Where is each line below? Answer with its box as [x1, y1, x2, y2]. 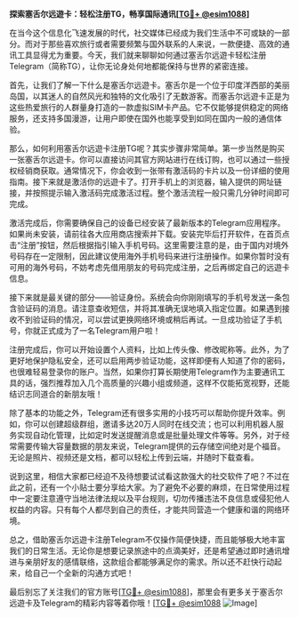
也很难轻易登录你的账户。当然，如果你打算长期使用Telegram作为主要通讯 [9, 366, 278, 377]
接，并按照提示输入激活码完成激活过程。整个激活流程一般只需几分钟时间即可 [9, 188, 290, 198]
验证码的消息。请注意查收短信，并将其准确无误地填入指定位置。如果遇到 [16, 303, 282, 314]
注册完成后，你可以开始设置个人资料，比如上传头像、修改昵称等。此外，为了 [9, 344, 290, 355]
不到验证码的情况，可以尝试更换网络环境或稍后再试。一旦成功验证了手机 [16, 315, 282, 325]
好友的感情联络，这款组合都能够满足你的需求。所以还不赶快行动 [39, 557, 274, 567]
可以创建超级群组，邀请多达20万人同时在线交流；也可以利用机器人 [32, 419, 277, 429]
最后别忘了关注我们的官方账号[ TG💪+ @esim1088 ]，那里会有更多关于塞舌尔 [9, 587, 283, 597]
